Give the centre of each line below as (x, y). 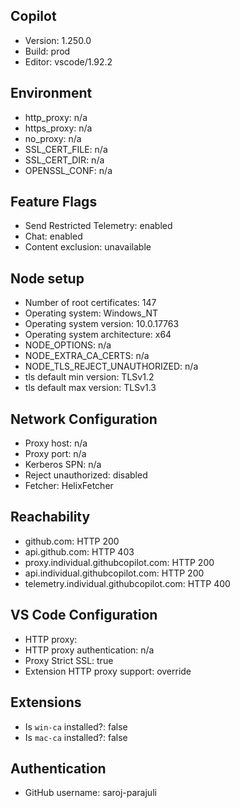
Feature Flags (54, 202)
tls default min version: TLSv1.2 (89, 377)
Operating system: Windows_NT (91, 313)
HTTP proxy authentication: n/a (89, 650)
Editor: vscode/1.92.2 (68, 61)
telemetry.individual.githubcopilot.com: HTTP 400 (127, 583)
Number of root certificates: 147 (90, 303)
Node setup (47, 278)
